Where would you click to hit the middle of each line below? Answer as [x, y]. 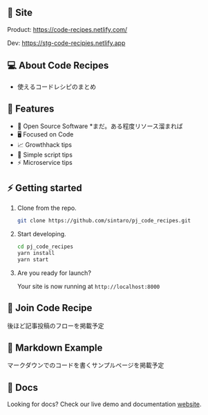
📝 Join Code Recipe [50, 308]
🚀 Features [31, 109]
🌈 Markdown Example [55, 347]
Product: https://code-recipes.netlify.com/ [67, 29]
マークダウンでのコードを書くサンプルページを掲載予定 [86, 365]
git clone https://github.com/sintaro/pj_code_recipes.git [104, 221]
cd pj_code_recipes [45, 247]
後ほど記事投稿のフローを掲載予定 [56, 326]
